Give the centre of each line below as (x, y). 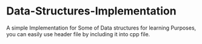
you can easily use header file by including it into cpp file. (78, 34)
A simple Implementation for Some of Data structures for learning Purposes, (101, 28)
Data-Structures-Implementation (92, 11)
